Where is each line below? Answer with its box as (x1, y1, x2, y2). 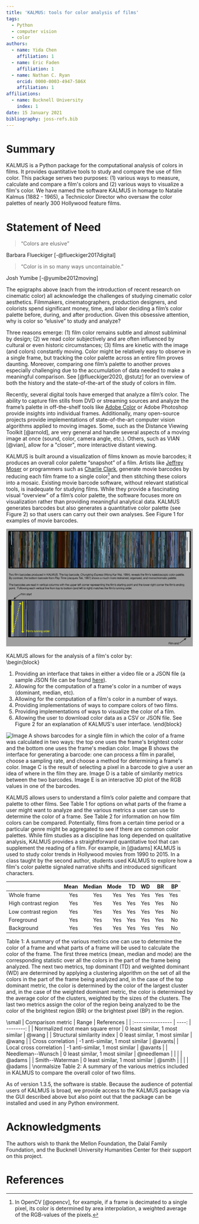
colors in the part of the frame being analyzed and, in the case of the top (6, 975, 184, 983)
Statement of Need (6, 220, 101, 234)
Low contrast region (8, 908, 58, 915)
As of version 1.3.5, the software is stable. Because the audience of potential (6, 1080, 192, 1088)
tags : (6, 15, 20, 22)
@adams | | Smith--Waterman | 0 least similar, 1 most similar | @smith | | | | (6, 1056, 188, 1063)
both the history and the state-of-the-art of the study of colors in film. (6, 380, 176, 387)
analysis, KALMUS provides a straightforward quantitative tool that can (6, 838, 179, 845)
